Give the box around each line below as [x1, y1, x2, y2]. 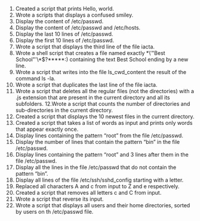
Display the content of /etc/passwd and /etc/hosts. [15, 24, 141, 31]
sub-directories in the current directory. [15, 107, 113, 113]
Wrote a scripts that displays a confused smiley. [15, 11, 134, 19]
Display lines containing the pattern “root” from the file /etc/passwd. [15, 132, 184, 139]
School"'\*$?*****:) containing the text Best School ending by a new [15, 56, 189, 63]
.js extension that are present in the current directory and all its [15, 94, 170, 101]
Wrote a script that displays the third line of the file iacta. [15, 43, 155, 50]
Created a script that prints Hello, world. [15, 5, 114, 12]
